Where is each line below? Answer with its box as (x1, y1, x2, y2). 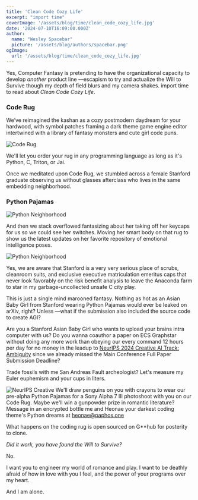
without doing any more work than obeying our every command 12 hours (6, 338, 184, 345)
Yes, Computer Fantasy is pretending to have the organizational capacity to (6, 69, 190, 76)
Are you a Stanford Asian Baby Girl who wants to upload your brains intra (6, 325, 185, 333)
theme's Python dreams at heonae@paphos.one (6, 411, 124, 419)
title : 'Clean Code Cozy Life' (6, 8, 84, 15)
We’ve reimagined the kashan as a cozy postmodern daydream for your (6, 117, 181, 124)
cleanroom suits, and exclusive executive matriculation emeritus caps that (6, 271, 187, 278)
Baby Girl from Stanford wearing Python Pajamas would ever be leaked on (6, 301, 187, 309)
